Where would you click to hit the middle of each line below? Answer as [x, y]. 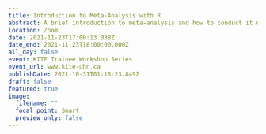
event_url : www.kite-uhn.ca [55, 67]
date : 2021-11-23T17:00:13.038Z [61, 37]
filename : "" [37, 103]
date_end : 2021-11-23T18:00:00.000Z [68, 45]
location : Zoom [33, 30]
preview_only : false [49, 118]
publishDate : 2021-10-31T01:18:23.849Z [74, 74]
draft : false [30, 81]
